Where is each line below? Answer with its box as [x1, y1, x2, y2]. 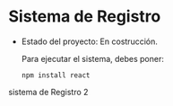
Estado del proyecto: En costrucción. [21, 36, 158, 47]
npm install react [21, 70, 91, 80]
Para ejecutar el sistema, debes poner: [21, 53, 165, 64]
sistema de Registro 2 [8, 86, 89, 97]
